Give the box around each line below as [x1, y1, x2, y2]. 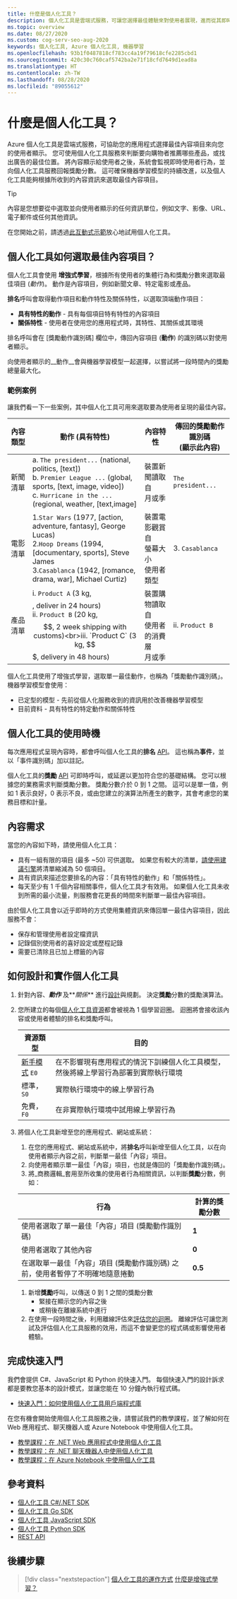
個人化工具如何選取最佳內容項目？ [7, 250, 156, 262]
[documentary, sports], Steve [32, 548, 130, 558]
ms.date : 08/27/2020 [7, 30, 68, 37]
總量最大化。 [7, 366, 44, 375]
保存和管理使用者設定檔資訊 [17, 930, 99, 938]
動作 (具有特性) [59, 432, 111, 442]
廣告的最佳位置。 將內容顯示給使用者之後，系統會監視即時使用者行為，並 [13, 158, 226, 166]
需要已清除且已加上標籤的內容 [17, 947, 104, 956]
